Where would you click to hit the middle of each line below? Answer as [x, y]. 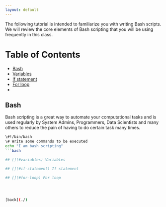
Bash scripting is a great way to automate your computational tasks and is [81, 117]
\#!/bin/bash [19, 137]
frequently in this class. [29, 34]
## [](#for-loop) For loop [33, 178]
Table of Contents [43, 54]
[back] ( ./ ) [16, 200]
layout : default [22, 10]
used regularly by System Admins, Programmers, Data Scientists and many [82, 122]
